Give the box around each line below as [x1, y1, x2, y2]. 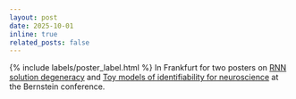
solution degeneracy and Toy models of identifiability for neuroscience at [9, 72, 279, 83]
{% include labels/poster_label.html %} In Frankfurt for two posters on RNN [9, 62, 287, 73]
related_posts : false [9, 37, 90, 47]
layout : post [9, 12, 58, 22]
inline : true [9, 29, 58, 38]
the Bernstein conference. [9, 81, 106, 92]
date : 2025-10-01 [9, 21, 74, 30]
